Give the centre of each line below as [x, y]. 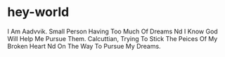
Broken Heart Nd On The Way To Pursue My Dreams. [84, 46]
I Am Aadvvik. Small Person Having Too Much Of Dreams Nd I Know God [112, 31]
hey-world [38, 12]
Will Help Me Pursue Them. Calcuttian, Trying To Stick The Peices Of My [112, 38]
